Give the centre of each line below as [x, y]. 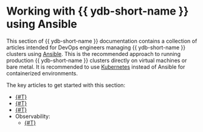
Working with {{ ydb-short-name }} [98, 11]
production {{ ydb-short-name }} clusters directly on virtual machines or [97, 60]
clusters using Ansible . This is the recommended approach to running [94, 54]
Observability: [33, 116]
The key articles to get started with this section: [66, 85]
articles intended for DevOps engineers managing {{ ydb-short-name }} [96, 47]
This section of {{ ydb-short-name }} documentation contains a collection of [102, 41]
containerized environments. [42, 73]
